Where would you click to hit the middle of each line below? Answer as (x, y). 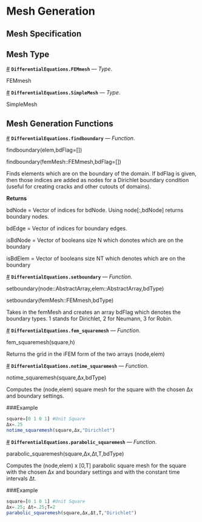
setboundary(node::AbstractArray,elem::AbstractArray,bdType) (85, 289)
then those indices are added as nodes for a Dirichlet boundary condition (98, 180)
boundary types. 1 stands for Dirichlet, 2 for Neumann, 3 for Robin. (89, 319)
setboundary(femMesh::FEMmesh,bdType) (60, 300)
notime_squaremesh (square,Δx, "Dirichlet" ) (61, 430)
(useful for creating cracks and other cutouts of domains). (79, 186)
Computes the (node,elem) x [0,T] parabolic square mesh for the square (96, 465)
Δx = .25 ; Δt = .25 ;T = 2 (31, 507)
